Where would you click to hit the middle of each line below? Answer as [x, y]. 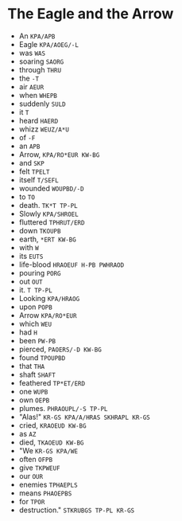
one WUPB [33, 391]
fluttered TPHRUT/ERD [52, 222]
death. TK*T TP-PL [48, 205]
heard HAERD [39, 120]
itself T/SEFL [39, 179]
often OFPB [36, 459]
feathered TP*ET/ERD [52, 382]
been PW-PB [37, 340]
